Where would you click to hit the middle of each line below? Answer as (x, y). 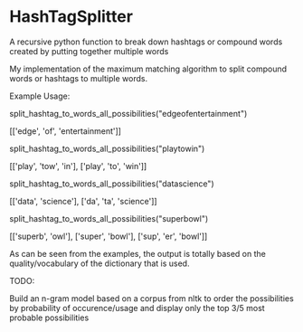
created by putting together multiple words (89, 51)
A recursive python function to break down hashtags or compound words (146, 42)
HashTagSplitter (71, 17)
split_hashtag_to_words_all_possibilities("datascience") (112, 184)
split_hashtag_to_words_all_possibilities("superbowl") (109, 218)
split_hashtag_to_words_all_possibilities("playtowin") (107, 148)
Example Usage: (40, 96)
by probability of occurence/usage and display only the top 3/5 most (137, 308)
